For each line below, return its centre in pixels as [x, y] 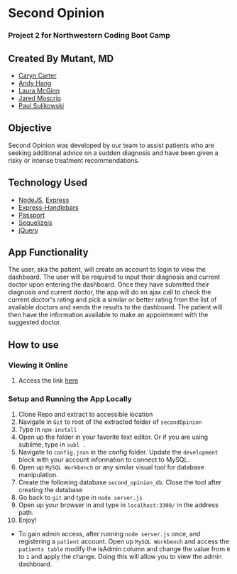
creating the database [50, 490]
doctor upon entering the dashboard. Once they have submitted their [109, 285]
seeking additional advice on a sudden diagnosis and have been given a [113, 153]
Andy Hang [35, 83]
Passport [32, 215]
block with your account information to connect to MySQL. [104, 459]
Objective [30, 128]
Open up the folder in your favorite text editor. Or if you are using [113, 437]
